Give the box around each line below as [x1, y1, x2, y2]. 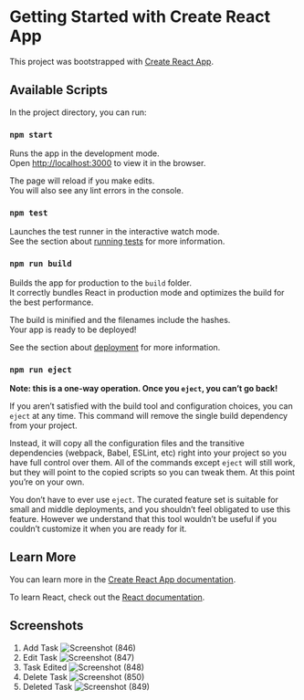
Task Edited [22, 662, 68, 673]
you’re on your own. [9, 476, 85, 487]
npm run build [9, 258, 72, 269]
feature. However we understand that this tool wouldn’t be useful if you [9, 513, 277, 524]
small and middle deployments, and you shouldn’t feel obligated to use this [9, 504, 290, 515]
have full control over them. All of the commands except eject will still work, [9, 456, 296, 467]
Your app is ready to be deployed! [9, 324, 137, 335]
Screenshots [9, 618, 84, 633]
